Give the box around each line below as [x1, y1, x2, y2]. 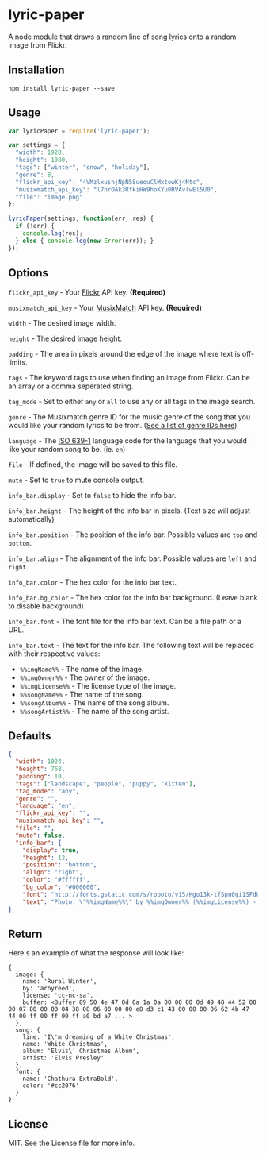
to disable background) [8, 601, 85, 611]
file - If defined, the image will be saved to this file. [8, 459, 178, 469]
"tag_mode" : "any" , [15, 787, 80, 795]
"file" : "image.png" [15, 193, 83, 201]
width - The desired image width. [8, 318, 116, 327]
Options [8, 266, 49, 280]
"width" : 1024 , [15, 758, 66, 766]
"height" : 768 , [15, 765, 66, 774]
